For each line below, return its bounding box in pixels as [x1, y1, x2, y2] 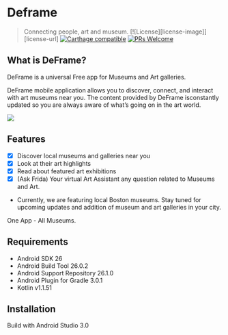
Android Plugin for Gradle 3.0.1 [16, 276, 103, 284]
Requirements [7, 236, 68, 248]
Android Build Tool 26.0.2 [16, 262, 89, 270]
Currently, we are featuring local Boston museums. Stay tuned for [16, 195, 201, 203]
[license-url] [23, 34, 59, 42]
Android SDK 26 [16, 254, 63, 262]
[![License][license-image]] [130, 27, 207, 36]
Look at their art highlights [16, 159, 91, 167]
